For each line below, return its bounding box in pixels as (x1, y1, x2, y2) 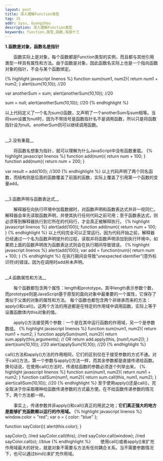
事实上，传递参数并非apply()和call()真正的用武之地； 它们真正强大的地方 (13, 403, 157, 408)
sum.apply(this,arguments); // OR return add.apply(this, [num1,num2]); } (5, 336, 149, 342)
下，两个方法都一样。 (5, 392, 48, 398)
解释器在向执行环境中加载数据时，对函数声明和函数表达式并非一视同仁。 (13, 206, 158, 212)
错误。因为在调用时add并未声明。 (19, 259, 87, 265)
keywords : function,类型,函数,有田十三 (5, 30, 80, 34)
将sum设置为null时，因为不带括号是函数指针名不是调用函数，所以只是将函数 (5, 116, 157, 121)
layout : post (5, 7, 32, 12)
